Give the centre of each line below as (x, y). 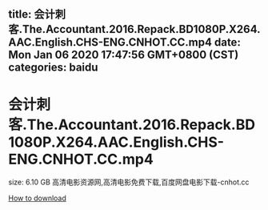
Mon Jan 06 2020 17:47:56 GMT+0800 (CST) (124, 55)
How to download (37, 198)
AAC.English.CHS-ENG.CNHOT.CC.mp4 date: (125, 42)
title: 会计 (32, 14)
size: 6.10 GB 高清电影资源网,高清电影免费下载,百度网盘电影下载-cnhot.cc (129, 182)
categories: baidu (53, 68)
